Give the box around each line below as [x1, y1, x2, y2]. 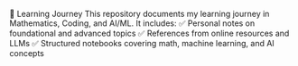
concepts [9, 48, 45, 58]
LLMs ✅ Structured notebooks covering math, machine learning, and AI [9, 38, 275, 48]
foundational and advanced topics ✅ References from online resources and [9, 28, 290, 38]
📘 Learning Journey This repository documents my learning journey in [9, 9, 270, 19]
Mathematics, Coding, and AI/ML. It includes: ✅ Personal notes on [9, 18, 256, 29]
